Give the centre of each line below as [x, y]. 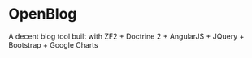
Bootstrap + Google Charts [54, 44]
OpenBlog [43, 14]
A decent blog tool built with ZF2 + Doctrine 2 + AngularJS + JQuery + [126, 36]
